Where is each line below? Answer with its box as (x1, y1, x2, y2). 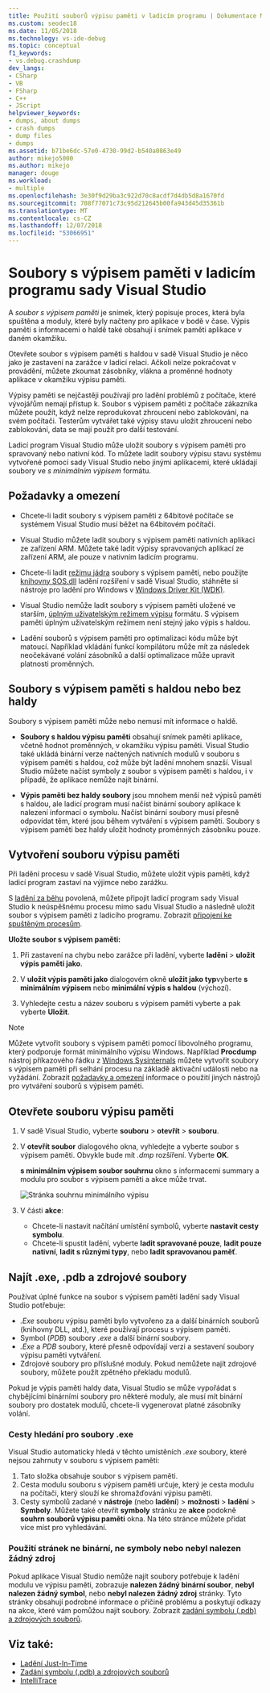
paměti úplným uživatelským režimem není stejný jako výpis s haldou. (19, 618, 251, 627)
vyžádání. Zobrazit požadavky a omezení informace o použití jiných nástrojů (8, 1073, 260, 1083)
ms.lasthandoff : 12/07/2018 (8, 222, 103, 230)
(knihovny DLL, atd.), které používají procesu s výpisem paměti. (19, 1325, 231, 1334)
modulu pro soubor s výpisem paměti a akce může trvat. (19, 1175, 207, 1184)
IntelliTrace (19, 1676, 58, 1686)
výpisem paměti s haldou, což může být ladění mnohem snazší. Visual (19, 757, 252, 767)
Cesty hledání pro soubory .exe (8, 1429, 134, 1440)
